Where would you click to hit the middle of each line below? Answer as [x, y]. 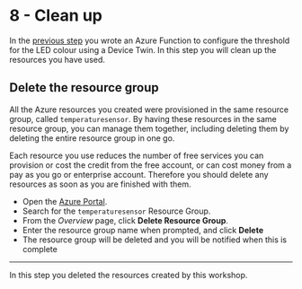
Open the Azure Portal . [65, 201]
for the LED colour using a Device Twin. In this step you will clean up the [143, 49]
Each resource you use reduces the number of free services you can [137, 155]
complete [40, 249]
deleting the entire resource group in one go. [92, 138]
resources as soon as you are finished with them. [100, 184]
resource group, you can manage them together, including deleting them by [149, 128]
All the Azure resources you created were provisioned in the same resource [149, 109]
